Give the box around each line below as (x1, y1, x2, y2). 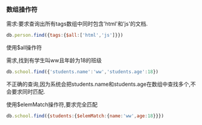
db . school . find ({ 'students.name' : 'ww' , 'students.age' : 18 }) (6, 69, 159, 75)
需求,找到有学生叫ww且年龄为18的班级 (6, 57, 102, 64)
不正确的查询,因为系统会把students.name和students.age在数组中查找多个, (6, 80, 191, 88)
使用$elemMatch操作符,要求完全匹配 (6, 101, 98, 108)
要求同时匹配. (11, 88, 45, 95)
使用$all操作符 (6, 44, 42, 51)
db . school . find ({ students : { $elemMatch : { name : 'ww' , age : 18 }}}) (6, 113, 164, 119)
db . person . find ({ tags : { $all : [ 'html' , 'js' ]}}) (6, 32, 123, 39)
